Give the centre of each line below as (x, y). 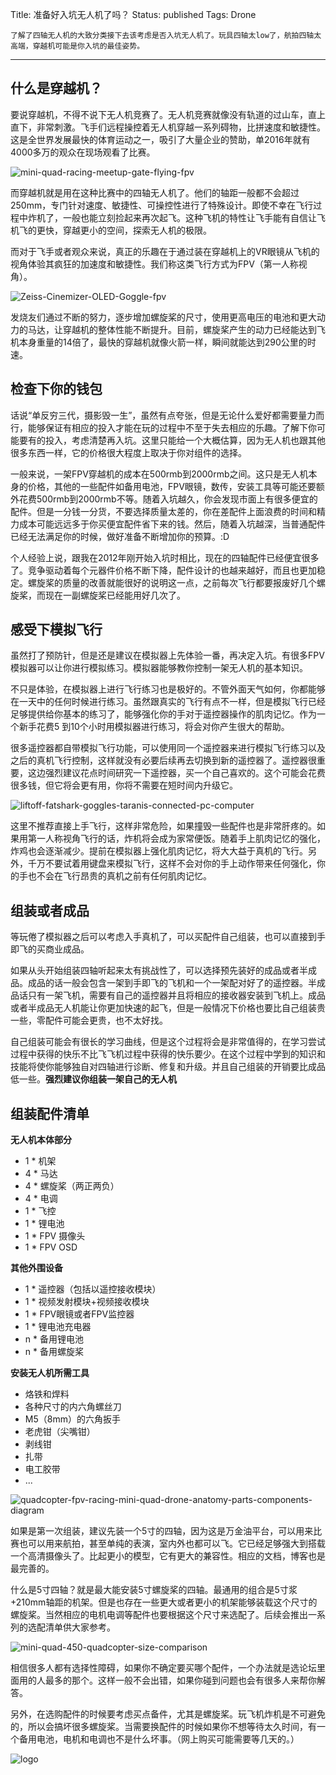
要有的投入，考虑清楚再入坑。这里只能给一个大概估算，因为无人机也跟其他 (172, 440)
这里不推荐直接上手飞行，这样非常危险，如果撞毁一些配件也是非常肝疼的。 (163, 826)
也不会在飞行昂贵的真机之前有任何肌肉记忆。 (119, 876)
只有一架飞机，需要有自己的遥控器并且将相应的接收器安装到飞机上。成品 (176, 995)
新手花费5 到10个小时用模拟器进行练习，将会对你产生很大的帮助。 (154, 727)
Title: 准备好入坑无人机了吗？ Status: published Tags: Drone (133, 14)
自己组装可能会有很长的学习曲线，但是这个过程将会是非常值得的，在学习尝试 (168, 1042)
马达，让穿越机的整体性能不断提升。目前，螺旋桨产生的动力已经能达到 (172, 329)
